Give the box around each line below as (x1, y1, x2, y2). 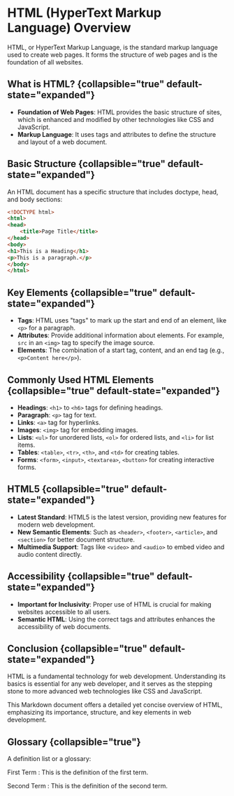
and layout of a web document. (17, 137, 108, 146)
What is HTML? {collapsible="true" (7, 79, 165, 90)
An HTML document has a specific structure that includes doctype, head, (7, 187, 219, 196)
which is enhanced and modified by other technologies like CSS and (17, 115, 214, 123)
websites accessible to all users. (17, 607, 111, 616)
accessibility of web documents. (17, 622, 111, 630)
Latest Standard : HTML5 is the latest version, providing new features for (17, 513, 227, 521)
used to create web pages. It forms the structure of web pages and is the (7, 50, 218, 59)
